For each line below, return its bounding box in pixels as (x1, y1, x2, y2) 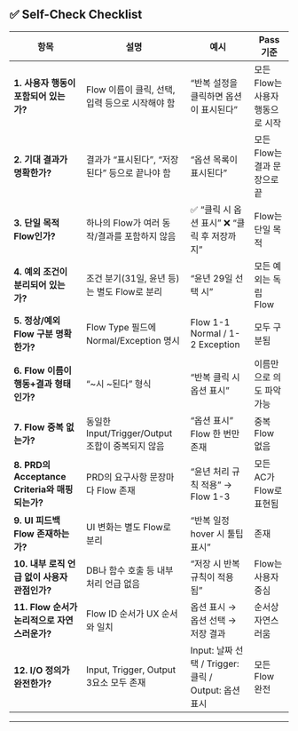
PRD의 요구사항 (85, 471, 148, 483)
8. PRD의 (13, 458, 51, 471)
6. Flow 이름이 (13, 364, 73, 377)
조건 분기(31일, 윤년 (85, 272, 166, 284)
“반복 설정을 (190, 76, 238, 89)
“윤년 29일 (190, 272, 233, 284)
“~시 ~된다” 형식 (85, 377, 152, 390)
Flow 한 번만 (190, 427, 240, 440)
